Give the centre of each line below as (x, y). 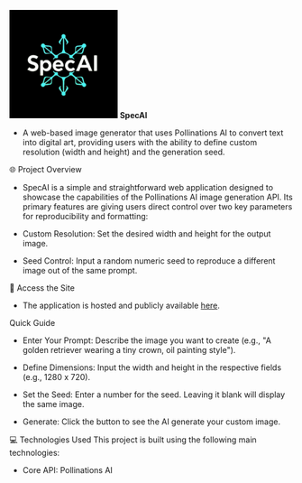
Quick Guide (32, 323)
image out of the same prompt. (80, 270)
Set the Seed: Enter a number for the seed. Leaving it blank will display (154, 395)
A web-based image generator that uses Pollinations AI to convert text (153, 133)
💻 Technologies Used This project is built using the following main (133, 440)
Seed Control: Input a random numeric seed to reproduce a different (149, 261)
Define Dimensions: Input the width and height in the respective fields (152, 367)
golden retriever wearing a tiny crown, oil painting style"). (129, 350)
